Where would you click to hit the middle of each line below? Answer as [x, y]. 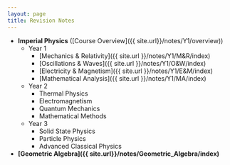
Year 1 [37, 48]
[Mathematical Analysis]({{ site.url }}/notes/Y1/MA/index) [122, 78]
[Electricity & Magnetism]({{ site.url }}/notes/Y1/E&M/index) [126, 71]
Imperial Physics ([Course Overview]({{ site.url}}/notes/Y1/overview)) [120, 40]
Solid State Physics [67, 131]
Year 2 [38, 86]
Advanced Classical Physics [80, 146]
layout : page [27, 14]
